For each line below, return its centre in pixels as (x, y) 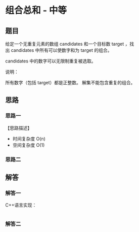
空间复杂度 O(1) (29, 145)
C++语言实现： (21, 205)
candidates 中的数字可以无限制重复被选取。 (51, 61)
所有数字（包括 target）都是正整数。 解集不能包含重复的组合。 (70, 82)
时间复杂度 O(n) (29, 139)
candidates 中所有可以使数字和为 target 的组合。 (61, 50)
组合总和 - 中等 (36, 10)
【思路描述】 (18, 128)
